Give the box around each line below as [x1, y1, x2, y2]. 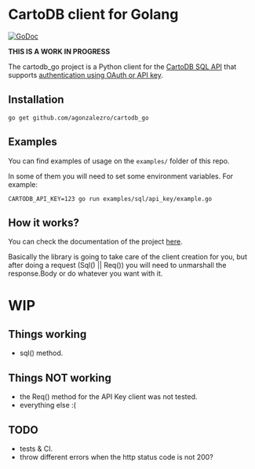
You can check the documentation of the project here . [8, 237, 183, 247]
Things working [8, 328, 87, 341]
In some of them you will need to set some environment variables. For [8, 171, 234, 181]
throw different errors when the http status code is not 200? [19, 453, 213, 461]
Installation [8, 93, 64, 107]
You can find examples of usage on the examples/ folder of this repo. [8, 156, 230, 166]
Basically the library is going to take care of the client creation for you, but [8, 252, 247, 262]
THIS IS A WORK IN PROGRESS [8, 46, 111, 56]
